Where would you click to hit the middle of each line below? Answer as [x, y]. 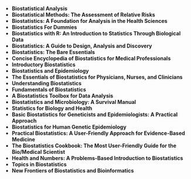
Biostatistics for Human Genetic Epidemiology [69, 127]
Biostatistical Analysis [40, 9]
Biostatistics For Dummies [44, 27]
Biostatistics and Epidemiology [50, 71]
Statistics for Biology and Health [52, 108]
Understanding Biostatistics [47, 83]
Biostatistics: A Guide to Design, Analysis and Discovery [82, 46]
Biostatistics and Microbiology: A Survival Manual [74, 102]
